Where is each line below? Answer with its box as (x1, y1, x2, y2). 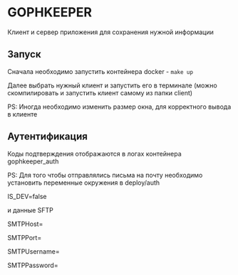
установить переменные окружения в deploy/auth (7, 178, 160, 187)
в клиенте (7, 109, 38, 118)
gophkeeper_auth (7, 157, 59, 166)
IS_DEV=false (7, 192, 47, 200)
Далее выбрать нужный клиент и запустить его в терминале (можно (7, 81, 217, 90)
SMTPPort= (7, 233, 42, 242)
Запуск (7, 48, 41, 60)
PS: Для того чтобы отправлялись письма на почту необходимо (7, 171, 203, 179)
